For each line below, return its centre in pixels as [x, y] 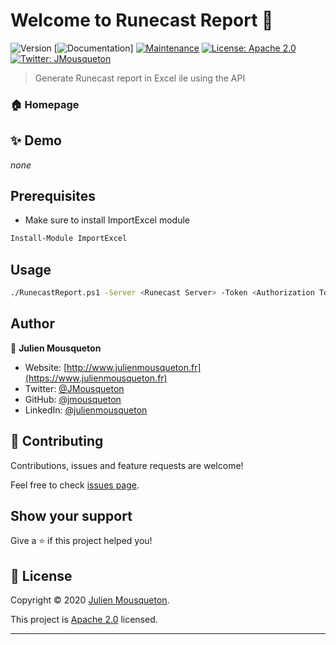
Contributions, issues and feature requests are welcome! [127, 465]
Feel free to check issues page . [75, 485]
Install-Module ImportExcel [69, 239]
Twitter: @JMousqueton [74, 388]
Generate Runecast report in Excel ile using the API [140, 78]
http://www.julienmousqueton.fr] [134, 367]
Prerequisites [53, 196]
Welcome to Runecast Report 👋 [142, 20]
